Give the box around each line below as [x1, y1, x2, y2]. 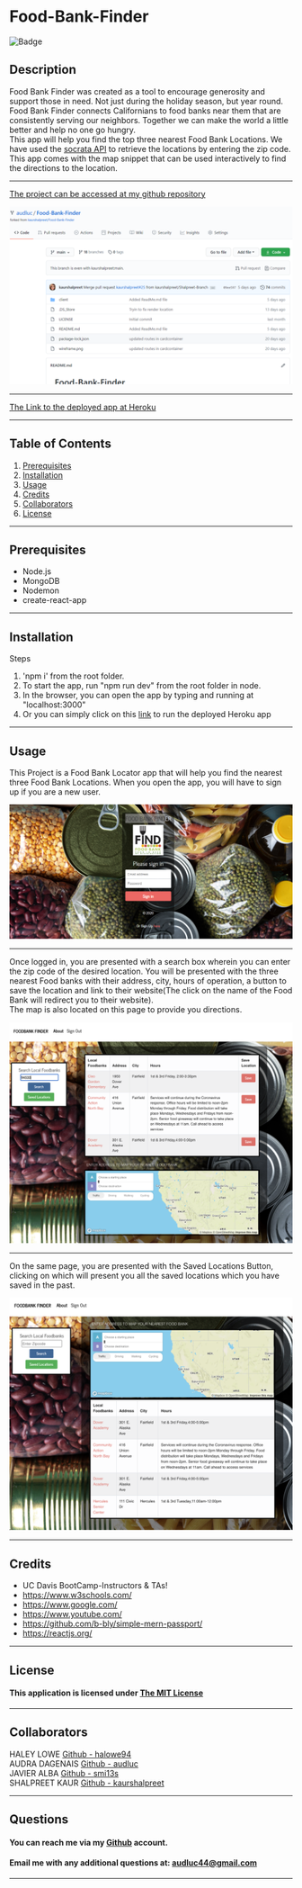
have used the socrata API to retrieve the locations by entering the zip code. [9, 143, 291, 154]
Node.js [22, 566, 52, 577]
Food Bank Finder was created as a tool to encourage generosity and [9, 85, 265, 96]
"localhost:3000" [22, 699, 86, 710]
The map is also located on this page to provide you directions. [9, 1003, 243, 1014]
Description [9, 62, 76, 77]
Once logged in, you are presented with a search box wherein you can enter [9, 956, 291, 966]
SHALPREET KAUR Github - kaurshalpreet [9, 1777, 164, 1788]
